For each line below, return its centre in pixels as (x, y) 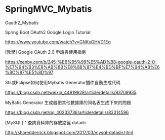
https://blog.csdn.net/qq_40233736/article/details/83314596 (67, 112)
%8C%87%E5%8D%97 (29, 72)
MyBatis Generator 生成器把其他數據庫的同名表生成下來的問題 (68, 103)
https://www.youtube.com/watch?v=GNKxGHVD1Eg (58, 42)
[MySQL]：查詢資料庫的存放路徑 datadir (46, 122)
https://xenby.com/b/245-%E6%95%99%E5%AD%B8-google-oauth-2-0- (81, 62)
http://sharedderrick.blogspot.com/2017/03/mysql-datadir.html (69, 132)
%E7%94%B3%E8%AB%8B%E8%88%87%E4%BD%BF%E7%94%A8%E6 (82, 67)
